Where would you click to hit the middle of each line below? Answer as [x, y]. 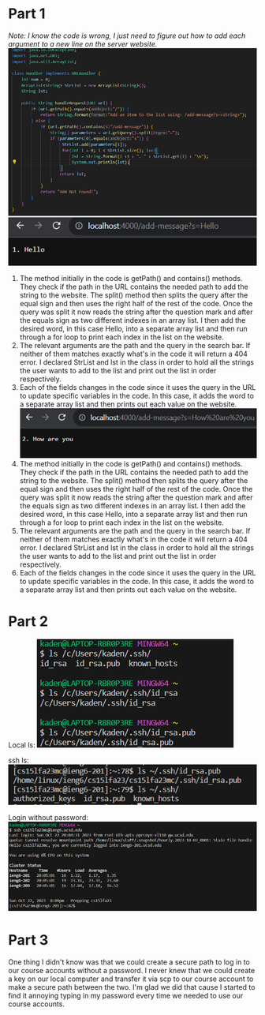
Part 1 [27, 14]
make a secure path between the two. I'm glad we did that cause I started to [132, 987]
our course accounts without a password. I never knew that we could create [132, 971]
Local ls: [22, 745]
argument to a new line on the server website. [83, 43]
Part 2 [28, 622]
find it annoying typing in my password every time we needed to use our [126, 996]
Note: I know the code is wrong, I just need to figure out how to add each [127, 36]
